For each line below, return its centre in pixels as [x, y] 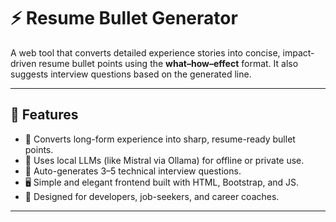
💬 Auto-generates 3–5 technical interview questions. [133, 171]
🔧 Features [44, 115]
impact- [298, 52]
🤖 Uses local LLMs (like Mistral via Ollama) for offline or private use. [164, 160]
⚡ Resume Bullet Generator [124, 18]
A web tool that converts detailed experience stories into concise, [145, 52]
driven [23, 63]
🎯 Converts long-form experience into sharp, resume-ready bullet [160, 139]
